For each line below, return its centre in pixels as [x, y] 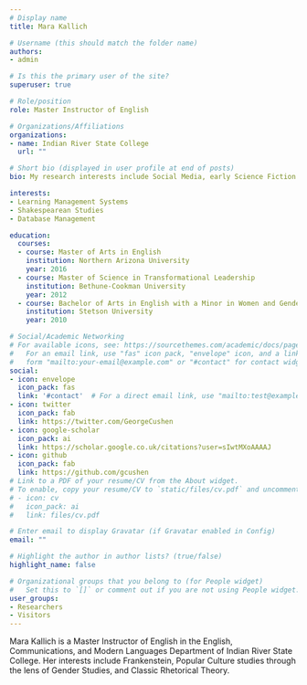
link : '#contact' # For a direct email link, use [116, 396]
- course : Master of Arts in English [90, 252]
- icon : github [38, 456]
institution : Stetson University [90, 311]
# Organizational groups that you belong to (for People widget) [136, 581]
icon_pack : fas [47, 388]
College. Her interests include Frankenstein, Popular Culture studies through [153, 661]
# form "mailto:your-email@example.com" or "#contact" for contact [145, 362]
